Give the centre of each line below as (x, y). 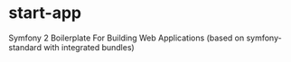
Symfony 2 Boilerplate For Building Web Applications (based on (127, 38)
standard (25, 47)
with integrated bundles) (89, 47)
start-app (45, 13)
